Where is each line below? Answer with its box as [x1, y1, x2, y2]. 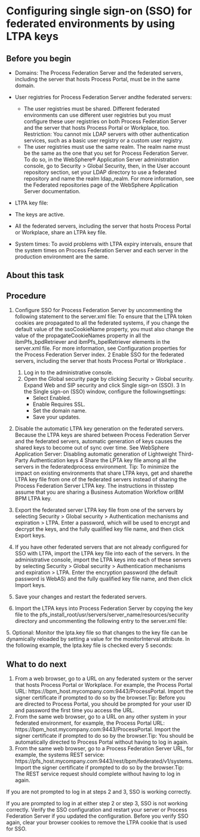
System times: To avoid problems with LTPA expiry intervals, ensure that [14, 240, 193, 248]
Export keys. [14, 532, 46, 539]
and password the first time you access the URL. [14, 707, 135, 714]
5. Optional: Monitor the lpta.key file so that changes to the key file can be [6, 629, 188, 636]
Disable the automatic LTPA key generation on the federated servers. [14, 425, 184, 432]
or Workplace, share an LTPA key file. [14, 229, 107, 236]
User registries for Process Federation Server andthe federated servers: [14, 94, 192, 100]
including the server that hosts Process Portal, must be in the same [14, 76, 180, 83]
